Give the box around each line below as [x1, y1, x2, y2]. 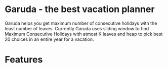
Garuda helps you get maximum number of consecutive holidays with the [5, 20, 157, 26]
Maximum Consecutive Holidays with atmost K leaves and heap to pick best [5, 31, 163, 37]
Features [5, 54, 43, 65]
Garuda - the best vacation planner [5, 4, 155, 15]
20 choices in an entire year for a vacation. [5, 36, 94, 42]
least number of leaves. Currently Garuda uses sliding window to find [5, 25, 149, 31]
